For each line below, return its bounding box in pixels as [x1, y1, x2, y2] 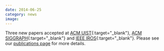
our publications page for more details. [5, 41, 86, 47]
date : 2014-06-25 [5, 7, 42, 12]
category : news [5, 12, 37, 17]
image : [5, 16, 19, 21]
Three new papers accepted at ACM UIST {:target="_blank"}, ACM [5, 30, 142, 36]
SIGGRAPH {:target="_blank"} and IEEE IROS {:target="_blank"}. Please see [5, 35, 159, 41]
